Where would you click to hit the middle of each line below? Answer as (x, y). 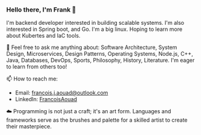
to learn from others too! (37, 67)
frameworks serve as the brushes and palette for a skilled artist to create (97, 120)
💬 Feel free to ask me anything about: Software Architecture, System (92, 47)
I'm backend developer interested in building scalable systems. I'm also (95, 23)
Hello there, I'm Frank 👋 (41, 10)
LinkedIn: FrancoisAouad (46, 99)
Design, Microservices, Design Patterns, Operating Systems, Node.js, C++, (100, 54)
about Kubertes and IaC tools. (43, 36)
